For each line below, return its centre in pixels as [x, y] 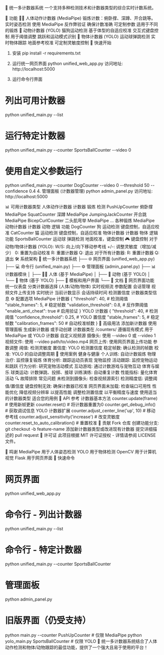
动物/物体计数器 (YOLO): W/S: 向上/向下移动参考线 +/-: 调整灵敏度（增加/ [79, 246]
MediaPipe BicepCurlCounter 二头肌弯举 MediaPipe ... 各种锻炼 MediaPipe [80, 220]
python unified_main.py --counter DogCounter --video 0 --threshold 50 [77, 185]
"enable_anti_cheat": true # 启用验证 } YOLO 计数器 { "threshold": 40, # [77, 311]
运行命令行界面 [27, 79]
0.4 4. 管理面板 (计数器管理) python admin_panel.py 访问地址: [91, 191]
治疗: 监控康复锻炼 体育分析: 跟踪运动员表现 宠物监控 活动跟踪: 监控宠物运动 [81, 360]
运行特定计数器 [35, 136]
